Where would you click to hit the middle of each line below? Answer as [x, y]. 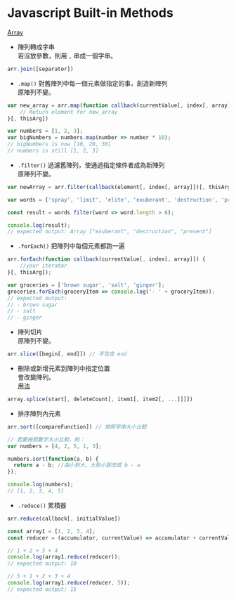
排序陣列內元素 [39, 413]
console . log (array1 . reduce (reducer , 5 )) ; [69, 583]
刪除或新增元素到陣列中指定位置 [64, 369]
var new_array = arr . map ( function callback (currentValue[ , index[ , [108, 105]
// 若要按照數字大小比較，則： [46, 439]
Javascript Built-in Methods [90, 13]
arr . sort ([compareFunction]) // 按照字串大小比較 [77, 426]
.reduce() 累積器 [42, 505]
